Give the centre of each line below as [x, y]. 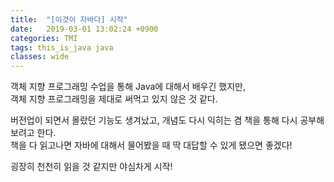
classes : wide [40, 57]
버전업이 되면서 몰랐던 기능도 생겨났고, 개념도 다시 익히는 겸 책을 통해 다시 [154, 120]
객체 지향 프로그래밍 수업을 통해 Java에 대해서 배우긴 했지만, [128, 87]
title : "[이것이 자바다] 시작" [69, 19]
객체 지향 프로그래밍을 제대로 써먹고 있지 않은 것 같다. [114, 99]
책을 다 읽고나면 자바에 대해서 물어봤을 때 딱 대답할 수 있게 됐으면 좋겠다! [151, 145]
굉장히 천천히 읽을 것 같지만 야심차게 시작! [91, 167]
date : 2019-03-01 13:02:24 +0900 [84, 29]
